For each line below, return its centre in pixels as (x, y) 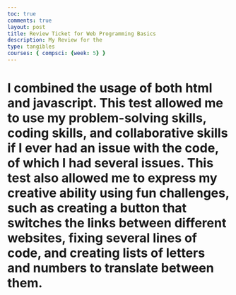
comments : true (30, 20)
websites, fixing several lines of (102, 238)
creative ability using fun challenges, (118, 193)
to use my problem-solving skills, (107, 118)
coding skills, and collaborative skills (118, 133)
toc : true (22, 14)
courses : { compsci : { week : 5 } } (57, 54)
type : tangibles (31, 47)
